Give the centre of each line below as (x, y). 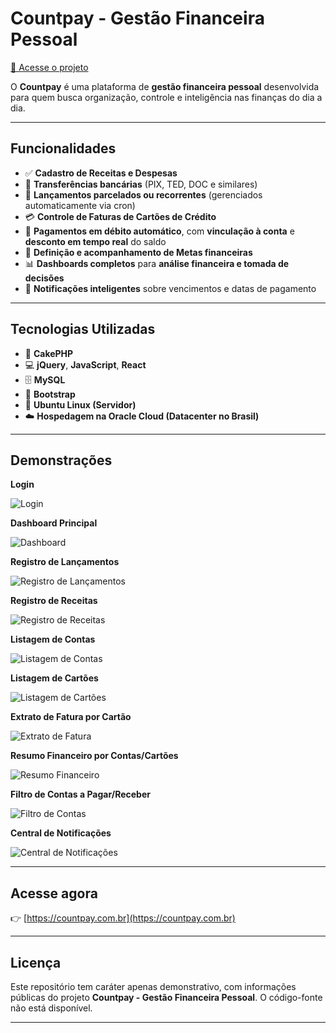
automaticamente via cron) (80, 205)
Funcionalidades (63, 148)
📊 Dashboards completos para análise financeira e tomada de (157, 263)
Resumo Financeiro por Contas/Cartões (94, 756)
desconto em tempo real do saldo (95, 241)
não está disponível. (51, 1008)
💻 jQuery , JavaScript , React (85, 364)
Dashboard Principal (54, 523)
